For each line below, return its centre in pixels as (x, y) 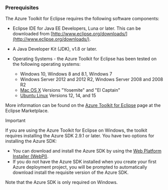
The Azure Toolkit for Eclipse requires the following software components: (82, 19)
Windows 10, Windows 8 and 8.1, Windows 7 (66, 74)
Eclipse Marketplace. (27, 111)
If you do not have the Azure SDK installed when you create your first (85, 162)
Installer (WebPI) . (31, 157)
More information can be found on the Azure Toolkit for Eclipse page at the (83, 105)
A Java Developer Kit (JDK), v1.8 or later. (55, 49)
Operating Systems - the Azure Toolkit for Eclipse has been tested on (85, 59)
